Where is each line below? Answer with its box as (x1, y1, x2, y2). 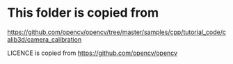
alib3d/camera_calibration (7, 35, 82, 43)
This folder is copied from (7, 5, 159, 21)
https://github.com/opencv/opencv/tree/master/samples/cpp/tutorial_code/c (7, 28, 226, 36)
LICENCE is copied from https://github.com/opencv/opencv (7, 49, 178, 57)
